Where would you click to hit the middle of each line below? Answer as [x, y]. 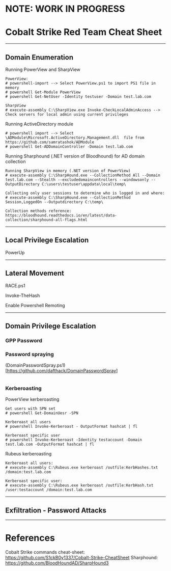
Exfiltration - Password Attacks [56, 510]
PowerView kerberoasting [32, 399]
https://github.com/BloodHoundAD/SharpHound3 [57, 563]
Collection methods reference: [38, 211]
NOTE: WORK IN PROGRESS [65, 9]
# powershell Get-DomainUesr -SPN [42, 413]
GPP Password [24, 340]
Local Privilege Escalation [47, 240]
